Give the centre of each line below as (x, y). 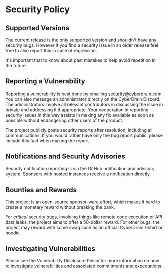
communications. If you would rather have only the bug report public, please (84, 135)
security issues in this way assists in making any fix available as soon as (80, 115)
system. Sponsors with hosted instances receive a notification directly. (78, 174)
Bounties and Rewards (41, 190)
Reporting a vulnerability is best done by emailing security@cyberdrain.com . (84, 94)
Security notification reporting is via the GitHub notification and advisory (80, 168)
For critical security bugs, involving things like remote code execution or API (84, 217)
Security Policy (38, 9)
